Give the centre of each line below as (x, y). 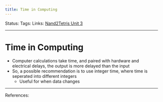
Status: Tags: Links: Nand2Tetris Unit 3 (44, 23)
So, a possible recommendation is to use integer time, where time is (80, 71)
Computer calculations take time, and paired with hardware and (75, 60)
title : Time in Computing (31, 9)
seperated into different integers (44, 76)
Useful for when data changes (49, 81)
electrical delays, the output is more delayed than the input (71, 66)
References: (17, 95)
